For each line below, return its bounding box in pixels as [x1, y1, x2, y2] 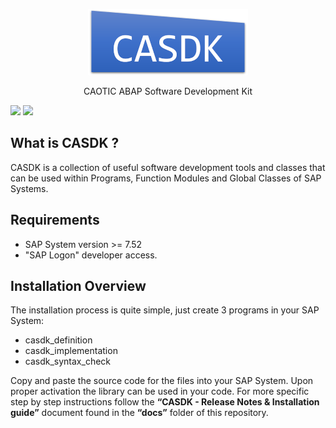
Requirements [10, 212, 100, 229]
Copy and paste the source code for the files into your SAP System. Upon [10, 375, 314, 387]
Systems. [10, 182, 49, 194]
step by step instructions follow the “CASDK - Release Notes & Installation [10, 396, 320, 408]
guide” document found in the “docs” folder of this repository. [10, 407, 269, 419]
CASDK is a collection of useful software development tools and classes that [10, 161, 326, 173]
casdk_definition [24, 334, 93, 346]
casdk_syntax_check [24, 355, 112, 368]
